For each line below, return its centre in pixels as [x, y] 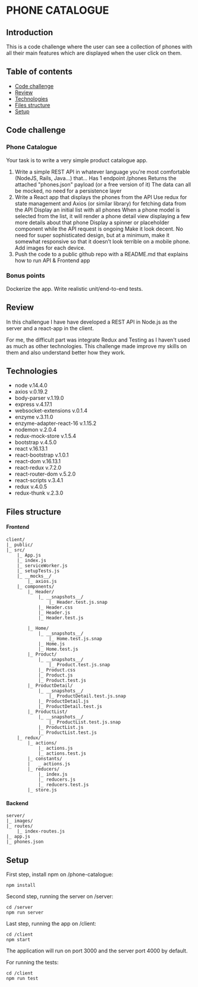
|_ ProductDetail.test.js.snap [87, 696]
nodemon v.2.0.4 [36, 430]
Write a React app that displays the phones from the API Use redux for [101, 197]
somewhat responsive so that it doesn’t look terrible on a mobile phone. [102, 241]
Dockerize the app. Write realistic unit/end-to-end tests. [75, 288]
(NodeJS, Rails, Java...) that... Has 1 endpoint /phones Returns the [95, 178]
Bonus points [26, 276]
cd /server [20, 907]
